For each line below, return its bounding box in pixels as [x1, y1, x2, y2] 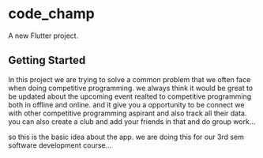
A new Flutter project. [8, 31, 79, 40]
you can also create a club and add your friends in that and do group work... [8, 116, 256, 126]
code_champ [8, 5, 95, 23]
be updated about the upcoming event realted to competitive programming [8, 92, 251, 101]
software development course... [8, 140, 112, 150]
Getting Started [8, 54, 86, 67]
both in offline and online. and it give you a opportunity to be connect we [8, 100, 245, 109]
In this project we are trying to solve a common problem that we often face [8, 74, 251, 84]
